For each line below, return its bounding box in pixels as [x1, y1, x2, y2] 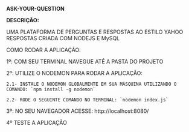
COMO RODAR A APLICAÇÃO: [6, 46, 82, 53]
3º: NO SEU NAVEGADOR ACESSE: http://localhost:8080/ [6, 107, 149, 115]
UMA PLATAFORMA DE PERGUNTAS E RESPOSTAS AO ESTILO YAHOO [6, 28, 184, 35]
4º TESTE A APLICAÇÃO [6, 119, 68, 126]
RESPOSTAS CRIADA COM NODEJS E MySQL [6, 35, 120, 41]
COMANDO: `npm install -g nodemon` [6, 86, 96, 92]
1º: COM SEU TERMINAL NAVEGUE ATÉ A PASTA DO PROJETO [6, 58, 164, 65]
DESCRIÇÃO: [6, 17, 39, 23]
